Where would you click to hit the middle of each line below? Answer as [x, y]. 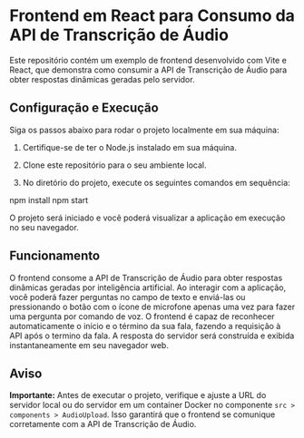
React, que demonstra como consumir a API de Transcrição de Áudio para [148, 70]
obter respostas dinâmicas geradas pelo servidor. [102, 79]
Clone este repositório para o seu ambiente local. [114, 165]
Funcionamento [55, 256]
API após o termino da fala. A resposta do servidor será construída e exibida [152, 336]
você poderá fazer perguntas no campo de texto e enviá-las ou [127, 297]
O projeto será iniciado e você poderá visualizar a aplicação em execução [147, 218]
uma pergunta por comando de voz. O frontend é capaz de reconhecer [142, 316]
